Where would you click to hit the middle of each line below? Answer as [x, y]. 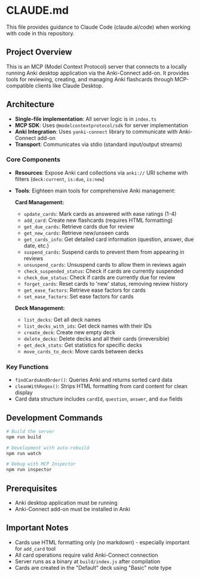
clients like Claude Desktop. [69, 86]
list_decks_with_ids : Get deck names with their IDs [88, 326]
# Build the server [30, 431]
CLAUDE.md [38, 10]
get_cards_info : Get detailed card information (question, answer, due [109, 239]
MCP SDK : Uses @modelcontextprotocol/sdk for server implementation [101, 125]
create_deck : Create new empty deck [69, 332]
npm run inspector [29, 470]
